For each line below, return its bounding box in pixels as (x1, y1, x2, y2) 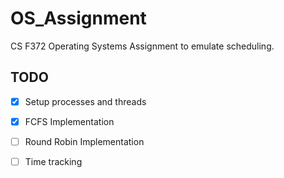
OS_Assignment (10, 7, 147, 30)
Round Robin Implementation (24, 135, 145, 147)
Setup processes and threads (24, 95, 147, 107)
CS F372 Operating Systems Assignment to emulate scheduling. (10, 40, 275, 52)
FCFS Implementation (24, 115, 115, 127)
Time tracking (24, 155, 83, 167)
